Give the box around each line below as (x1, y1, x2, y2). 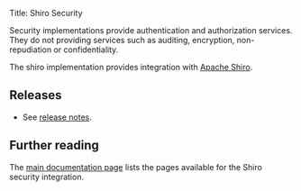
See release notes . (22, 112, 92, 123)
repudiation (9, 44, 52, 55)
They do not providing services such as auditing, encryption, (9, 35, 235, 45)
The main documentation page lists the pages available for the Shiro (9, 161, 263, 172)
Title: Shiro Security (9, 8, 83, 18)
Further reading (9, 138, 99, 153)
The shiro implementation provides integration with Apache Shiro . (9, 62, 253, 72)
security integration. (9, 171, 84, 182)
